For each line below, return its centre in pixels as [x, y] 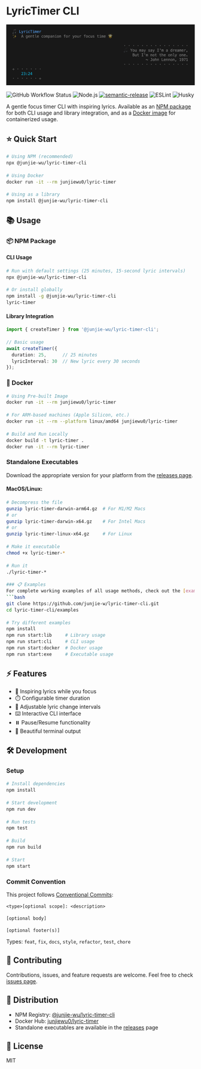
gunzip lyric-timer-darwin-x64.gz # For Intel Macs [76, 521]
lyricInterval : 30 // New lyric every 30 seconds [76, 361]
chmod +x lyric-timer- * [36, 553]
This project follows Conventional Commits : [60, 894]
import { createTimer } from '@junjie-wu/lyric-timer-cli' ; [83, 330]
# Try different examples [38, 622]
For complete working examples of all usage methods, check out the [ [96, 591]
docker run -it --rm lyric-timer [48, 447]
